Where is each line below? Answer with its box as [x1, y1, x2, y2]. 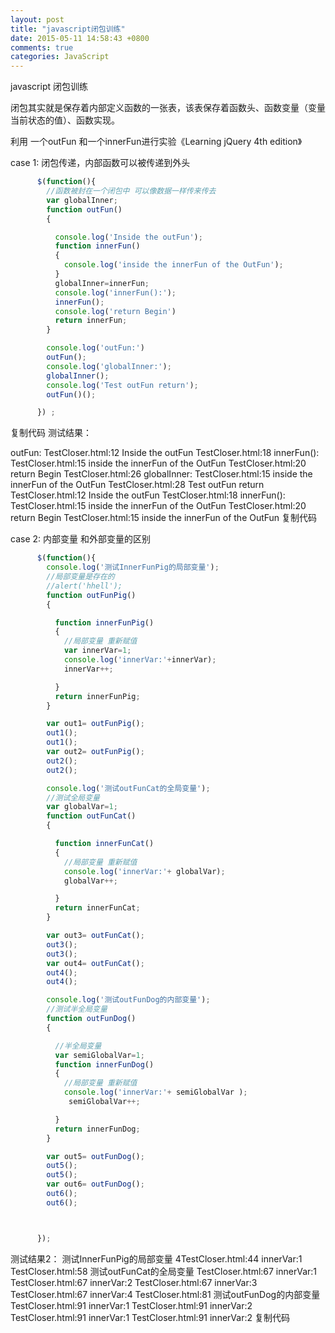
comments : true [10, 42, 74, 53]
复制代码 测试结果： [10, 427, 92, 439]
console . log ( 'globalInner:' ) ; [46, 361, 172, 371]
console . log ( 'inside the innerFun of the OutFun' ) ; [63, 260, 284, 270]
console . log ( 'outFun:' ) [46, 343, 145, 353]
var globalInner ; [46, 195, 118, 205]
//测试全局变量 [46, 792, 100, 803]
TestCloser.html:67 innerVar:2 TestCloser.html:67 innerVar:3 [10, 1276, 258, 1288]
